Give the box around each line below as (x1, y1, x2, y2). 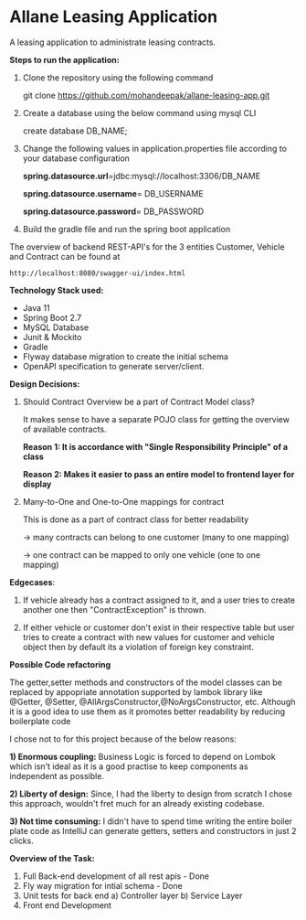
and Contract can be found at (9, 251, 121, 262)
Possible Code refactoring (9, 658, 111, 669)
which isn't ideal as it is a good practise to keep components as (9, 761, 248, 772)
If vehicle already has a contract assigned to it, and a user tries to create (22, 594, 295, 605)
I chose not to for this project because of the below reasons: (9, 733, 237, 744)
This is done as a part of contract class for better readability (22, 514, 249, 525)
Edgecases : (9, 576, 56, 587)
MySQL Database (22, 322, 90, 333)
